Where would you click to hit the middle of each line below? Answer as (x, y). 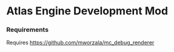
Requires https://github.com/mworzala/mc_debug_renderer (80, 42)
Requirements (28, 30)
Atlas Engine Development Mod (87, 11)
